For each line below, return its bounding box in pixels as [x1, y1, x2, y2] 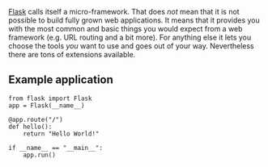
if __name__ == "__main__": [8, 144, 104, 152]
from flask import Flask [8, 94, 92, 102]
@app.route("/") [8, 115, 63, 123]
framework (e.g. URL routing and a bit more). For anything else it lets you [8, 32, 252, 42]
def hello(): [8, 123, 53, 131]
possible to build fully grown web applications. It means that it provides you [8, 15, 261, 25]
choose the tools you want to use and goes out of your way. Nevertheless [8, 41, 255, 51]
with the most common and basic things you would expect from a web [8, 24, 243, 33]
